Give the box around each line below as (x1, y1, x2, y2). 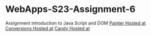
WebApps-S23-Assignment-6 (5, 3, 136, 15)
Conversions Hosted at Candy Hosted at (5, 25, 90, 31)
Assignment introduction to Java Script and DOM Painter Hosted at (5, 20, 146, 26)
